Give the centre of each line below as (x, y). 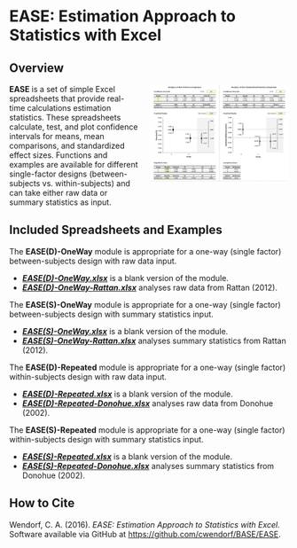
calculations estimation (69, 108)
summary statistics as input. (61, 202)
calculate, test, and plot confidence (74, 127)
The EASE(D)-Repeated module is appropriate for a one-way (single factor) (148, 367)
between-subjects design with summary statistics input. (112, 314)
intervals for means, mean (57, 136)
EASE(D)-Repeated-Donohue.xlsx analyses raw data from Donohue (147, 403)
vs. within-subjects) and (86, 183)
